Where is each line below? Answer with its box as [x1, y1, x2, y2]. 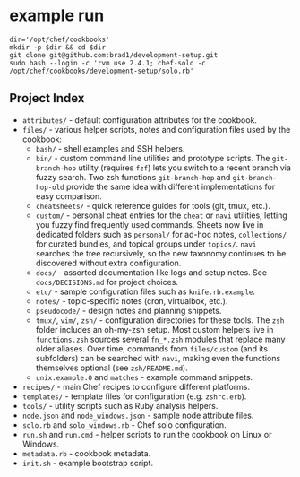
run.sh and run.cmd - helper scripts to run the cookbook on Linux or [21, 429, 272, 439]
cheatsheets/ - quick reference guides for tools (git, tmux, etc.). [35, 200, 271, 211]
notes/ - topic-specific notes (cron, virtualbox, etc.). [35, 295, 228, 306]
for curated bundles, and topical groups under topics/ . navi [35, 238, 257, 249]
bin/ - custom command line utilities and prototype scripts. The [35, 152, 270, 163]
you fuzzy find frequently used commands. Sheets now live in [35, 219, 264, 230]
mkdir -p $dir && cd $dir [9, 42, 106, 52]
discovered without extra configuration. [35, 257, 182, 268]
